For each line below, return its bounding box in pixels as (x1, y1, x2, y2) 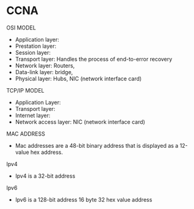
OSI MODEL (6, 24, 37, 31)
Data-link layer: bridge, (15, 68, 73, 75)
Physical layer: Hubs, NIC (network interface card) (15, 75, 142, 82)
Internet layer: (15, 112, 51, 119)
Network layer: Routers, (15, 62, 75, 69)
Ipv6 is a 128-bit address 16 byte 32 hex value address (15, 196, 153, 203)
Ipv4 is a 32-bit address (15, 172, 76, 180)
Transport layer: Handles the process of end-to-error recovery (15, 55, 173, 63)
